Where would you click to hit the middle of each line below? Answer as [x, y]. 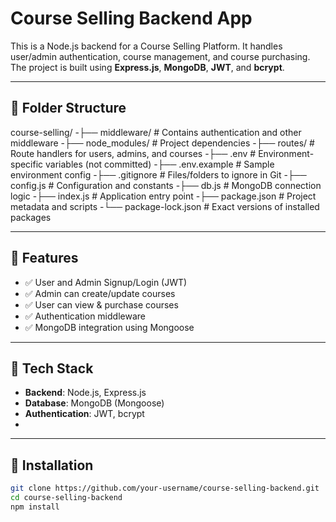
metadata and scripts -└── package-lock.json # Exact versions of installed [165, 206]
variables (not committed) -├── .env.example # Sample [160, 164]
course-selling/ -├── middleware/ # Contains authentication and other [156, 132]
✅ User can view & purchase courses [101, 304]
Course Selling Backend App [131, 18]
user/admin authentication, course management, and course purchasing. [160, 56]
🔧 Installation [52, 465]
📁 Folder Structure [68, 108]
